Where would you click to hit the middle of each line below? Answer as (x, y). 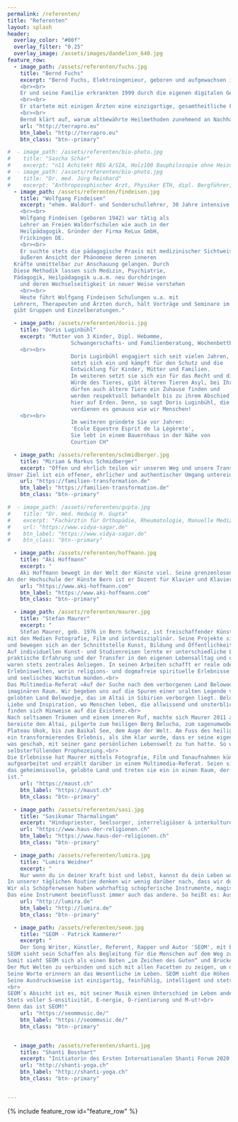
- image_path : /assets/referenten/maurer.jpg (82, 612)
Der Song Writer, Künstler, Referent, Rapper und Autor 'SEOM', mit (123, 947)
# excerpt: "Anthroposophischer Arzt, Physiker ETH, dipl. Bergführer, (120, 185)
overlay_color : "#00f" (47, 40)
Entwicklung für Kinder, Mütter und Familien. (141, 370)
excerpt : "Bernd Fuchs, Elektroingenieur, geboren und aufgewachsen (123, 80)
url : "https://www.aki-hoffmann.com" (76, 586)
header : (19, 34)
